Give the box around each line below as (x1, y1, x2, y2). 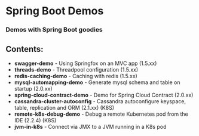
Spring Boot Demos (5, 4, 104, 18)
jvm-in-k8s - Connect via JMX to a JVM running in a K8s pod (14, 123, 167, 130)
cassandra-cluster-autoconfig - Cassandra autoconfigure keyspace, (14, 97, 186, 105)
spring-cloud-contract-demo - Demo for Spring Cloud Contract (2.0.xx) (14, 91, 194, 98)
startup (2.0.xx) (14, 85, 53, 92)
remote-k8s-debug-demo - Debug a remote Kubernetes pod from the (14, 110, 189, 118)
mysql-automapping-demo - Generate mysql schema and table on (14, 79, 180, 86)
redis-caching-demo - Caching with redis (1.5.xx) (14, 72, 138, 79)
